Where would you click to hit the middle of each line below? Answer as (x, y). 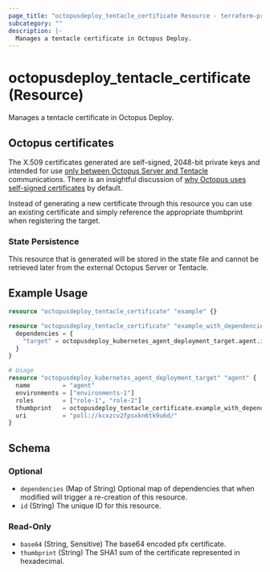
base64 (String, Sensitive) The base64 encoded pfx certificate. (123, 544)
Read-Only (30, 526)
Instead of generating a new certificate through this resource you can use (130, 203)
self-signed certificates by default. (65, 188)
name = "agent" (55, 386)
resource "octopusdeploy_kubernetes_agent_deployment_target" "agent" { (133, 378)
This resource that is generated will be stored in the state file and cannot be (133, 259)
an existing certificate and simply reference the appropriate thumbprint (126, 212)
